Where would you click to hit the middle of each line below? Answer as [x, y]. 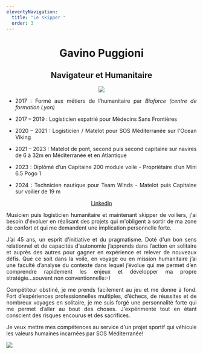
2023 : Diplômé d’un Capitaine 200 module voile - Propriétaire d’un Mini [106, 167]
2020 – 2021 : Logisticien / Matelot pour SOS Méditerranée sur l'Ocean [106, 131]
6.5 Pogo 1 [28, 173]
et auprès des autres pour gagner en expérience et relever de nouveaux [101, 253]
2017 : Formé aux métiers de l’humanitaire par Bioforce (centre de [106, 101]
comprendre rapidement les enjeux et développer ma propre [101, 272]
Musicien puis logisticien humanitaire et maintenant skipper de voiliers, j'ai [101, 215]
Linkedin [101, 204]
